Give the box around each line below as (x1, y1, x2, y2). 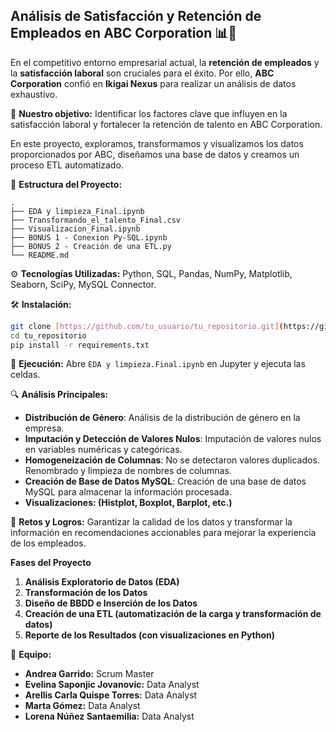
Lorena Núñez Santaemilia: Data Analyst (24, 710, 195, 723)
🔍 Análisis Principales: (10, 389, 109, 401)
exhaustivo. (10, 88, 58, 100)
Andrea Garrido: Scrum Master (24, 668, 155, 680)
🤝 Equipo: (10, 649, 52, 661)
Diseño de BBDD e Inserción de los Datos (24, 597, 198, 609)
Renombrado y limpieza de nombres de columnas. (24, 465, 232, 477)
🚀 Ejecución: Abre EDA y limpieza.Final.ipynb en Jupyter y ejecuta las (10, 358, 306, 370)
